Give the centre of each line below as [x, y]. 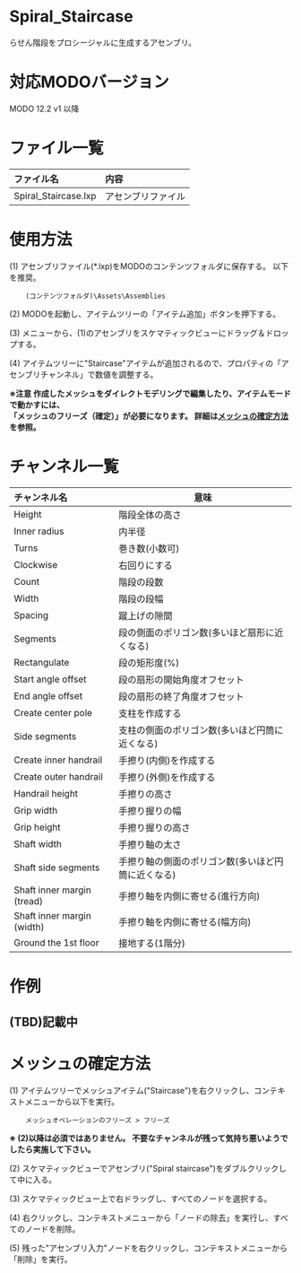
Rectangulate [42, 662]
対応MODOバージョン [89, 82]
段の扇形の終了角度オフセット [181, 696]
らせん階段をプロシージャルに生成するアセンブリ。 [103, 42]
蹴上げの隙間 [146, 615]
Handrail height [46, 793]
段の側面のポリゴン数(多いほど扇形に [197, 632]
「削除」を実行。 [41, 1260]
